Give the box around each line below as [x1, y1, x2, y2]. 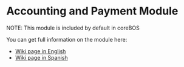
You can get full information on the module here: [6, 36, 128, 43]
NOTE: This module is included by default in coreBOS [6, 24, 140, 31]
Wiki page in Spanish [15, 54, 68, 61]
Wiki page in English [15, 47, 66, 55]
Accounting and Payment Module [6, 4, 179, 18]
